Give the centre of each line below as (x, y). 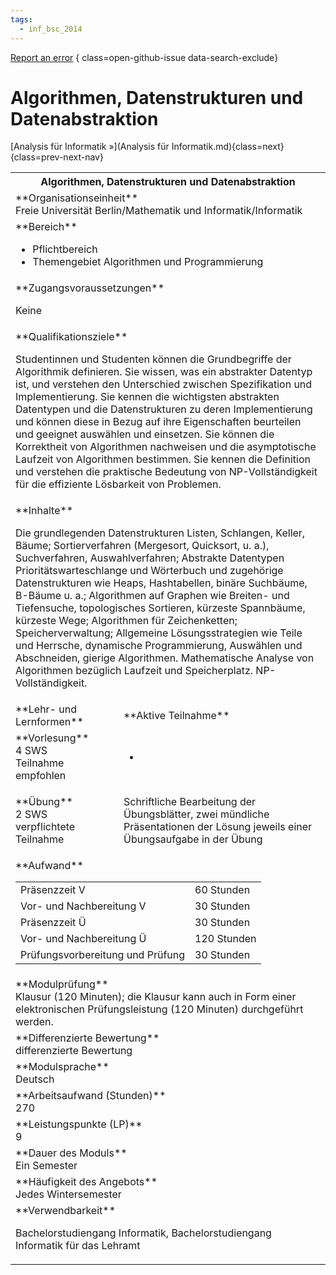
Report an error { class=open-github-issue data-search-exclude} (144, 57)
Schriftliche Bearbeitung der (190, 802)
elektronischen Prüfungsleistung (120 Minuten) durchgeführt (159, 1009)
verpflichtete (45, 827)
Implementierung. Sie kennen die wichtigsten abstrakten (147, 397)
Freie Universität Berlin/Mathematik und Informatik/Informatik (159, 211)
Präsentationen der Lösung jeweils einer (218, 827)
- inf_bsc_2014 (51, 29)
